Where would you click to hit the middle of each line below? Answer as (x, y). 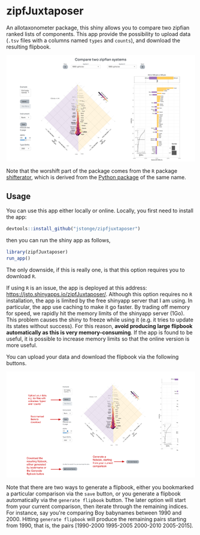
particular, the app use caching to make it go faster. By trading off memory (98, 306)
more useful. (22, 345)
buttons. (16, 363)
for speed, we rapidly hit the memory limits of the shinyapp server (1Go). (96, 313)
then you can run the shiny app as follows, (58, 241)
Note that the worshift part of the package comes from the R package (92, 171)
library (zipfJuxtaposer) (37, 252)
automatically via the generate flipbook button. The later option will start (96, 500)
